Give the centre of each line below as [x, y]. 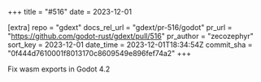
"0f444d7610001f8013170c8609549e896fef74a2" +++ [100, 53]
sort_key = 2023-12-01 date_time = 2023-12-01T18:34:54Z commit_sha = [130, 45]
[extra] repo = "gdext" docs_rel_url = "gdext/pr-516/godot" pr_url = [120, 27]
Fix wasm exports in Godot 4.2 [59, 69]
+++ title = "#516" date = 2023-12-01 [70, 12]
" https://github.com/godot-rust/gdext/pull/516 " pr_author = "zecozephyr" [130, 36]
